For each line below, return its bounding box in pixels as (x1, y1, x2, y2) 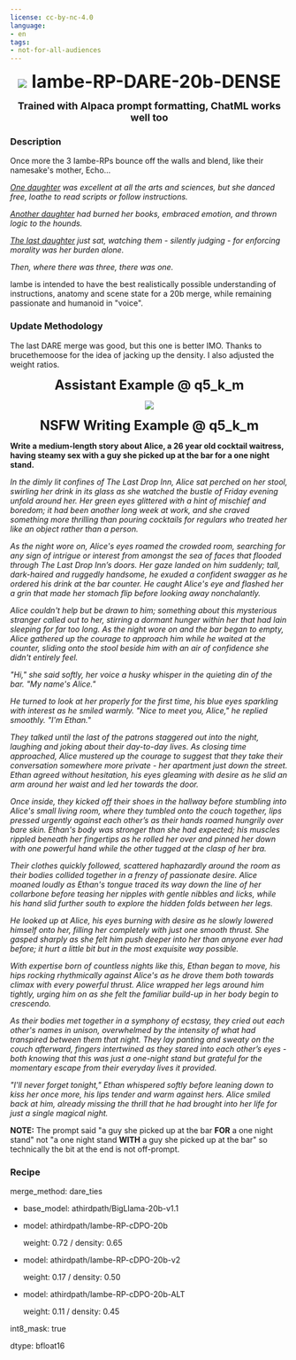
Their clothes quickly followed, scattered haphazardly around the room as (10, 860, 281, 871)
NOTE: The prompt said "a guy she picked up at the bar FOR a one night (10, 1124, 273, 1135)
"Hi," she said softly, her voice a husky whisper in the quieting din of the (10, 669, 273, 680)
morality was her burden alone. (10, 245, 125, 255)
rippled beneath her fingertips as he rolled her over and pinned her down (10, 834, 277, 844)
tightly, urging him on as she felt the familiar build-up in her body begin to (10, 989, 279, 999)
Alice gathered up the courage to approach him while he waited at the (10, 633, 266, 643)
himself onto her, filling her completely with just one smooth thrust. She (10, 924, 269, 935)
